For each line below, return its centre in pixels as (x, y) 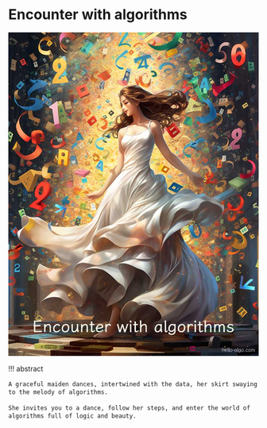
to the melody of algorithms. (58, 392)
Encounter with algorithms (98, 15)
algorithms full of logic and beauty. (72, 416)
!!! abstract (26, 369)
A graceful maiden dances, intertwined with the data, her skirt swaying (133, 384)
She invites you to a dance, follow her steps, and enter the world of (129, 408)
